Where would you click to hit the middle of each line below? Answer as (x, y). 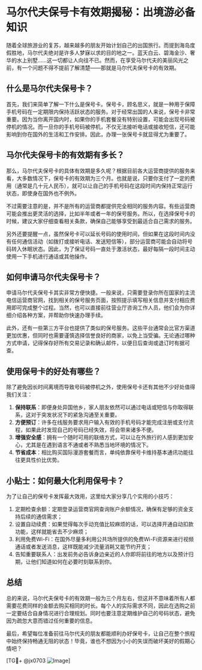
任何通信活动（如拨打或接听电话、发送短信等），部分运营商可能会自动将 (99, 241)
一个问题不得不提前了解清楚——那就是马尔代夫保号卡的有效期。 (101, 67)
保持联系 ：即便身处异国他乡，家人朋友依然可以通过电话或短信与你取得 (102, 407)
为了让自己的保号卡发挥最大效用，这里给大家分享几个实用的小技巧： (90, 496)
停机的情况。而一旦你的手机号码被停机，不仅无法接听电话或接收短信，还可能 (101, 126)
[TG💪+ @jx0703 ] (38, 660)
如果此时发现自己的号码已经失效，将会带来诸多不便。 (91, 430)
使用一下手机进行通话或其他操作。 (48, 256)
